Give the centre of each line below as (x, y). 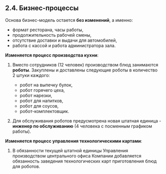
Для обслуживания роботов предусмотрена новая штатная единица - (87, 120)
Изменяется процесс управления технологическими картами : (74, 141)
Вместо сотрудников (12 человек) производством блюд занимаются (85, 64)
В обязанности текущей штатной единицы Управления (70, 150)
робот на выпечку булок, (46, 85)
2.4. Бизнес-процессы (42, 8)
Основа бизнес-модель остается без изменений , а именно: (69, 20)
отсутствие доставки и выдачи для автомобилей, (65, 40)
